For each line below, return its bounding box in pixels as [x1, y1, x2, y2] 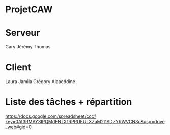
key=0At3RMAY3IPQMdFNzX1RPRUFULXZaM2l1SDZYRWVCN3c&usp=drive [5, 119, 165, 124]
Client [5, 62, 32, 73]
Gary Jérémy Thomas [5, 44, 51, 50]
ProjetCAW [5, 4, 53, 15]
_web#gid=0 [5, 124, 32, 130]
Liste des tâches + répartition [5, 96, 132, 108]
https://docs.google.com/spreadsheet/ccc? [5, 113, 97, 119]
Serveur [5, 27, 40, 39]
